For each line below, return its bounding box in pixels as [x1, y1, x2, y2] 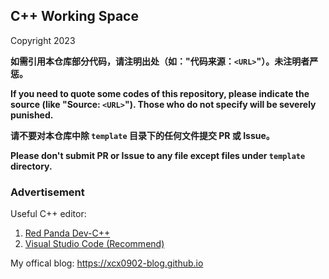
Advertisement [10, 185, 85, 199]
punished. [10, 109, 54, 121]
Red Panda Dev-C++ [24, 227, 111, 239]
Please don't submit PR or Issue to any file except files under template [10, 149, 306, 161]
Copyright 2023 [10, 34, 76, 46]
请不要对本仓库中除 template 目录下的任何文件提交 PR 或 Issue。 [10, 129, 275, 141]
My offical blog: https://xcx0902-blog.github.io [10, 257, 204, 269]
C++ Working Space [10, 8, 139, 25]
